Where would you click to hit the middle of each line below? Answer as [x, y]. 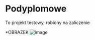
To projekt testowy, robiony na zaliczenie [47, 22]
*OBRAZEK [17, 32]
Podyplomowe [36, 9]
